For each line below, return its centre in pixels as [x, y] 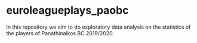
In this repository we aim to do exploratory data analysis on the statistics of [98, 27]
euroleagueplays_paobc [67, 10]
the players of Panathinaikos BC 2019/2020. [60, 33]
